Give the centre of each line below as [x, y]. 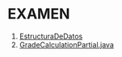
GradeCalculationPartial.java [67, 44]
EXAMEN [39, 14]
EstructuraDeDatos [51, 36]
